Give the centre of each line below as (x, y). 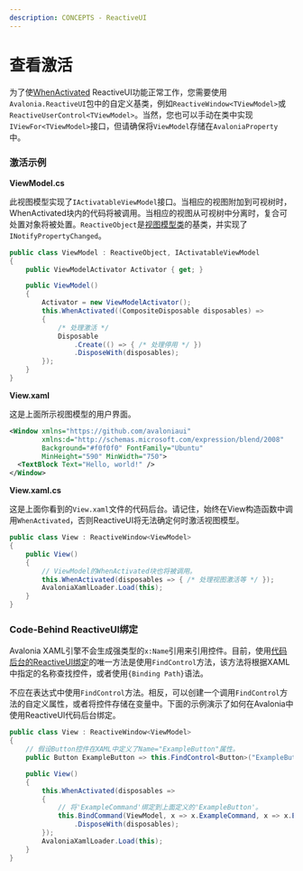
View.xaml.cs (35, 491)
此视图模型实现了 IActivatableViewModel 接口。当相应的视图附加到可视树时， (151, 201)
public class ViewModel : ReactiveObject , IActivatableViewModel (134, 253)
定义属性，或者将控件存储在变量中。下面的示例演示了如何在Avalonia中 (163, 704)
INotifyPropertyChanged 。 (58, 235)
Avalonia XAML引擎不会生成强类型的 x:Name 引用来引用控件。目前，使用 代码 (148, 651)
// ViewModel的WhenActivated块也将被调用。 (119, 571)
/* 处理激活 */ (83, 328)
